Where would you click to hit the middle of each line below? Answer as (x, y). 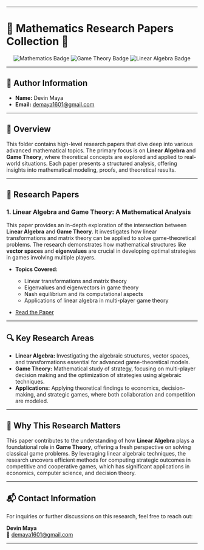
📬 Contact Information (51, 499)
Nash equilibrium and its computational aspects (84, 294)
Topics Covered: (36, 269)
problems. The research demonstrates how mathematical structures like (96, 245)
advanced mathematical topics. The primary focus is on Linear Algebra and (101, 150)
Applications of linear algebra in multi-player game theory (96, 301)
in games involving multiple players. (51, 258)
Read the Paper (35, 312)
